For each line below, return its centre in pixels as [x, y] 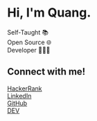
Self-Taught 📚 [28, 32]
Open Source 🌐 [29, 42]
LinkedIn [19, 95]
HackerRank [25, 89]
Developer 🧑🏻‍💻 [29, 50]
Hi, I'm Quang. [49, 13]
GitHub [17, 103]
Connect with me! [46, 72]
